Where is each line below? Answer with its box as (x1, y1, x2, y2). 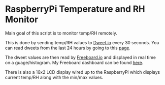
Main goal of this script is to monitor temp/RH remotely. (5, 30, 117, 36)
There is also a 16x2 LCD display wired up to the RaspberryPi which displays (5, 69, 160, 75)
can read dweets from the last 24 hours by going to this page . (5, 45, 131, 51)
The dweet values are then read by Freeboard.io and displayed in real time (5, 54, 156, 60)
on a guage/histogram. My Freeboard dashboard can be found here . (5, 59, 144, 65)
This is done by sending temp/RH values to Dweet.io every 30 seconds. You (5, 39, 159, 45)
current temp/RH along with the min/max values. (5, 74, 103, 80)
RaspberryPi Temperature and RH (5, 3, 145, 15)
